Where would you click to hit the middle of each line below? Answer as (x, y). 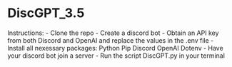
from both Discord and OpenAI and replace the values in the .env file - (111, 40)
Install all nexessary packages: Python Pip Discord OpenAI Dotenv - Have (115, 48)
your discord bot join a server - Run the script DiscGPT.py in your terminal (116, 56)
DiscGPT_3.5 (46, 13)
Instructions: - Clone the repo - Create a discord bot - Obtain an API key (113, 33)
